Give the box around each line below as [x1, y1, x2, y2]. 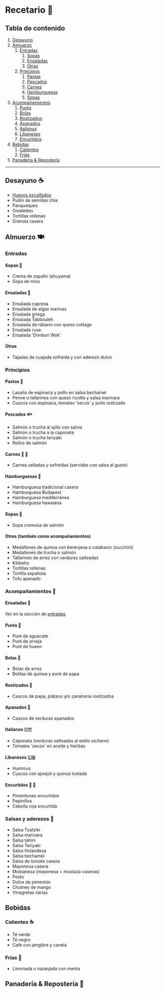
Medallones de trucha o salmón [12, 549, 76, 555]
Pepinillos [12, 798, 32, 804]
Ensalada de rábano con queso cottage [12, 321, 92, 327]
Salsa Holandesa [12, 848, 47, 853]
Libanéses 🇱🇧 [5, 754, 35, 760]
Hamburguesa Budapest [12, 489, 62, 495]
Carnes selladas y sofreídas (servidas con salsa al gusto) [12, 462, 128, 468]
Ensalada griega [12, 311, 45, 317]
